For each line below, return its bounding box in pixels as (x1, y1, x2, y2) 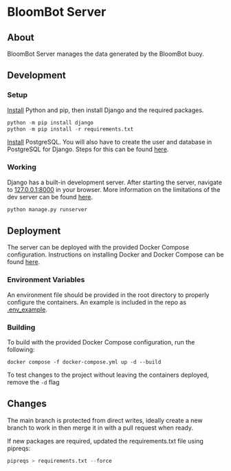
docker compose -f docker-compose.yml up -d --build (7, 359, 162, 366)
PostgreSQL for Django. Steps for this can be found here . (7, 145, 169, 153)
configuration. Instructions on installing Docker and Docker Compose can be (7, 250, 224, 259)
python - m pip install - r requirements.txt (7, 125, 134, 133)
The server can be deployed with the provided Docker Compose (7, 243, 189, 252)
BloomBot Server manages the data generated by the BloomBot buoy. (7, 50, 204, 58)
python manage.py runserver (7, 206, 88, 213)
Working (7, 162, 36, 172)
